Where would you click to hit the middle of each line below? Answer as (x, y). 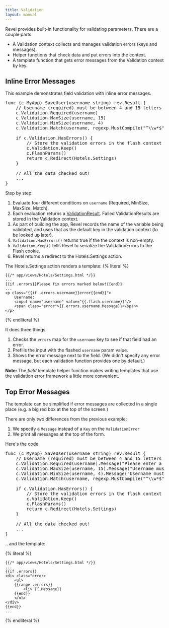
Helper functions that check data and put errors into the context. (79, 55)
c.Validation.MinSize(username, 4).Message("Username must (90, 474)
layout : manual (21, 15)
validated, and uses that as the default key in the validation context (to (85, 230)
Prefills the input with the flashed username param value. (70, 350)
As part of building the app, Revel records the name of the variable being (88, 224)
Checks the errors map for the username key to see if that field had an (84, 339)
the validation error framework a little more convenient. (62, 376)
